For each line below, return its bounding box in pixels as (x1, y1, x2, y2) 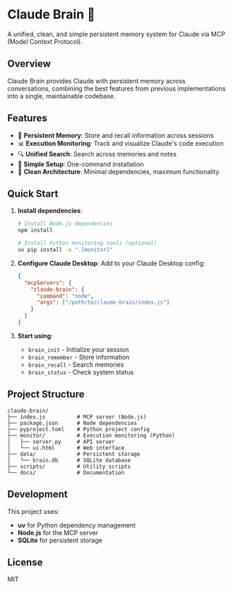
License (7, 556, 43, 568)
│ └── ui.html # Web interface (7, 444, 125, 452)
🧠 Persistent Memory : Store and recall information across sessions (17, 131, 214, 139)
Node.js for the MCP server (17, 528, 99, 537)
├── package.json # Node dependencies (7, 419, 138, 427)
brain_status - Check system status (28, 367, 134, 376)
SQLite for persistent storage (17, 536, 102, 544)
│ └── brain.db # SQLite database (7, 457, 131, 464)
